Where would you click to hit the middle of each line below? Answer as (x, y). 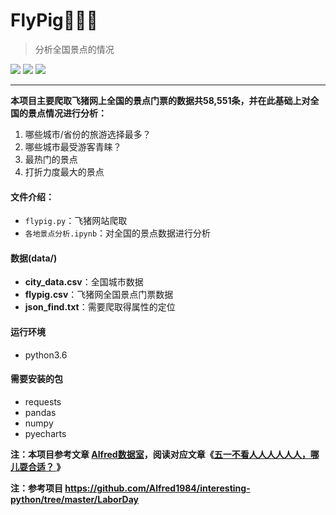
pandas (40, 412)
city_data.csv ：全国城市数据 (84, 282)
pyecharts (45, 433)
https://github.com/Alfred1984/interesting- (157, 488)
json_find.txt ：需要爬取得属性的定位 (100, 307)
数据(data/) (34, 258)
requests (43, 401)
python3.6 (46, 355)
